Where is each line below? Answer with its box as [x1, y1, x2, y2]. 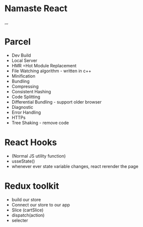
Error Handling [11, 109, 41, 115]
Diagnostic [11, 104, 34, 110]
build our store [11, 196, 41, 203]
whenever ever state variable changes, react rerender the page [11, 163, 139, 169]
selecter [11, 217, 28, 223]
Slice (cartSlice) [11, 207, 44, 213]
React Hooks [4, 137, 57, 148]
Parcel [4, 36, 31, 47]
